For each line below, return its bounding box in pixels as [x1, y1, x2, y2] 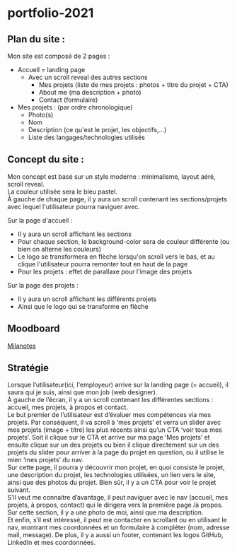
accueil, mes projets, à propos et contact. [7, 403, 129, 411]
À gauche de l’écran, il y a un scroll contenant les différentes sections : [7, 396, 214, 404]
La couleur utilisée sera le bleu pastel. [7, 187, 118, 196]
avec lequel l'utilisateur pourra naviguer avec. [7, 202, 140, 211]
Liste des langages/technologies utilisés [28, 133, 145, 141]
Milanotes [7, 341, 36, 350]
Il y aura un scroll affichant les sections [17, 230, 132, 238]
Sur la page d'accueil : [7, 216, 73, 224]
